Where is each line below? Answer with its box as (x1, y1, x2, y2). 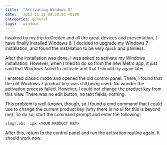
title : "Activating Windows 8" (5, 7, 72, 12)
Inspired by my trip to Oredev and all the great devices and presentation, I (5, 35, 157, 41)
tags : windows (5, 21, 39, 26)
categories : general (5, 16, 48, 21)
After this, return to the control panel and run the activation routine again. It (5, 130, 160, 136)
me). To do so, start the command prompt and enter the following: (5, 112, 141, 118)
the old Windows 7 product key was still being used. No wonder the (5, 81, 144, 87)
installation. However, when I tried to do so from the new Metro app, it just (5, 60, 157, 66)
